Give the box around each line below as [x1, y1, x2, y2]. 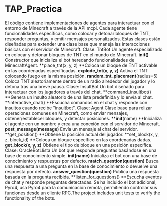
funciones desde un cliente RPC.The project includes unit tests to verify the [5, 190, 161, 196]
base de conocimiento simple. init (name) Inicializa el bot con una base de [5, 152, 157, 158]
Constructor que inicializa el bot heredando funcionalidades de [5, 57, 135, 63]
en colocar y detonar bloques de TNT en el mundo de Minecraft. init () [5, 51, 149, 58]
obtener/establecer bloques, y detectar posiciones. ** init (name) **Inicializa [5, 115, 162, 121]
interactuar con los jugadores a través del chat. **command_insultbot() [5, 89, 151, 95]
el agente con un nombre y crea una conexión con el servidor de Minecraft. [5, 121, 161, 127]
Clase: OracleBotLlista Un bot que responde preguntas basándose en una [5, 147, 157, 153]
